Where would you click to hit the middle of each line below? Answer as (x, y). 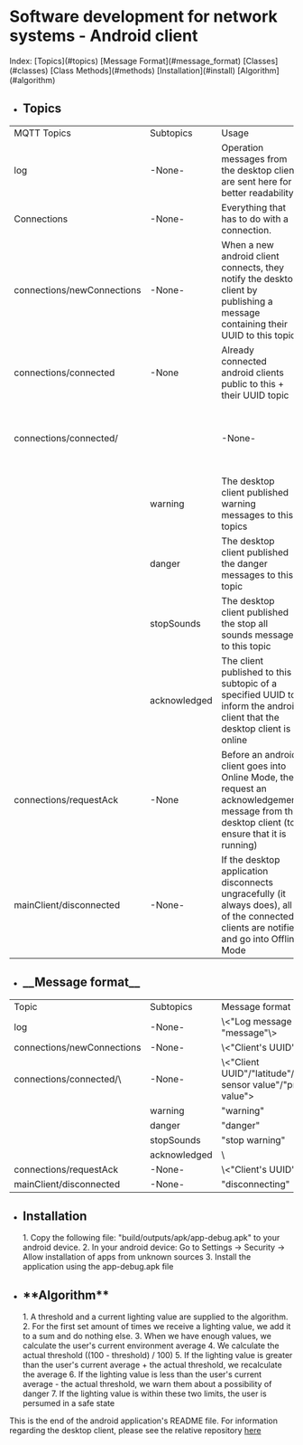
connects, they (252, 267)
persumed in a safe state (69, 1403)
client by (239, 289)
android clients (252, 373)
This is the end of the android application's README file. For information (143, 1421)
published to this (257, 672)
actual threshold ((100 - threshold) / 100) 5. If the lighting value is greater (157, 1355)
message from (252, 811)
